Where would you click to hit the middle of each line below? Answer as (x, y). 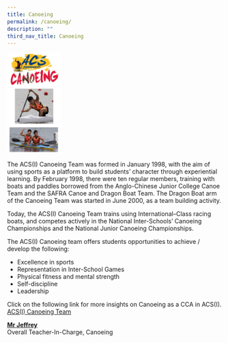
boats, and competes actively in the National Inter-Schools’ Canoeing (104, 221)
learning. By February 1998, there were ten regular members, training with (111, 178)
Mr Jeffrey (23, 325)
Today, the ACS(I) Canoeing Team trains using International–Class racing (109, 214)
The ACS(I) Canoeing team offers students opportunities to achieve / (103, 241)
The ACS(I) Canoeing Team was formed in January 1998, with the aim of (109, 164)
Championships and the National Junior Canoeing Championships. (101, 228)
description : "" (30, 29)
